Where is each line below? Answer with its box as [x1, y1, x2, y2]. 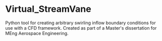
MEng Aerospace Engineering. [5, 30, 69, 36]
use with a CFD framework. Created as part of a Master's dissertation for [5, 25, 157, 31]
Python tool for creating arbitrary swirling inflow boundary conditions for [5, 20, 156, 26]
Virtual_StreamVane [5, 3, 92, 15]
